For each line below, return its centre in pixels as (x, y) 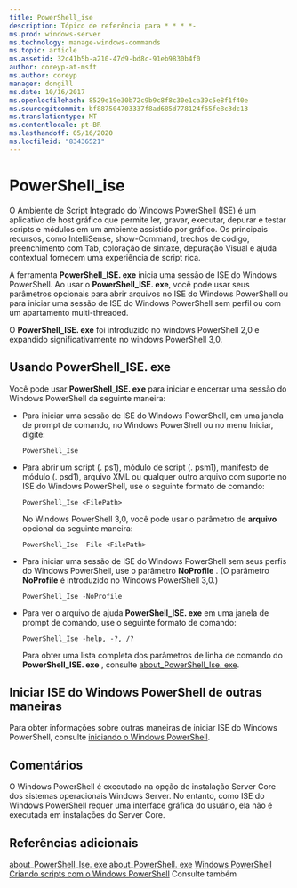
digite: (34, 434)
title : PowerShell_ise (51, 17)
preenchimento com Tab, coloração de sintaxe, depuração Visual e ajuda (143, 248)
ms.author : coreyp (43, 76)
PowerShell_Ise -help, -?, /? (78, 638)
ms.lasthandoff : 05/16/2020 (61, 133)
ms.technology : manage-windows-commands (85, 42)
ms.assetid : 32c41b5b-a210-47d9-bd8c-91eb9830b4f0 (105, 59)
